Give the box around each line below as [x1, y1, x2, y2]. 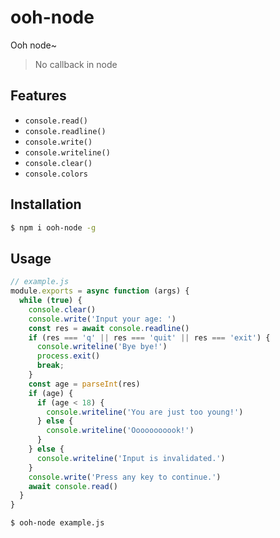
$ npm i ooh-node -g [10, 222, 97, 233]
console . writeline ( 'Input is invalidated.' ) [36, 453, 226, 463]
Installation [10, 196, 82, 213]
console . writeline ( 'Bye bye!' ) [36, 342, 168, 352]
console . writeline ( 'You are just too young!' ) [46, 407, 244, 417]
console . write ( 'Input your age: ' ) [28, 314, 177, 324]
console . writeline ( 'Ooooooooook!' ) [46, 426, 195, 436]
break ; [36, 361, 65, 371]
